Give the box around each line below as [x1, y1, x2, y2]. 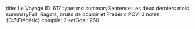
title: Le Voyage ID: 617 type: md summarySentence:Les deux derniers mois [6, 5, 189, 11]
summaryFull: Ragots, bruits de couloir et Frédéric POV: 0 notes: [6, 11, 162, 18]
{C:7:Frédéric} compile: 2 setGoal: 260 [6, 17, 100, 23]
